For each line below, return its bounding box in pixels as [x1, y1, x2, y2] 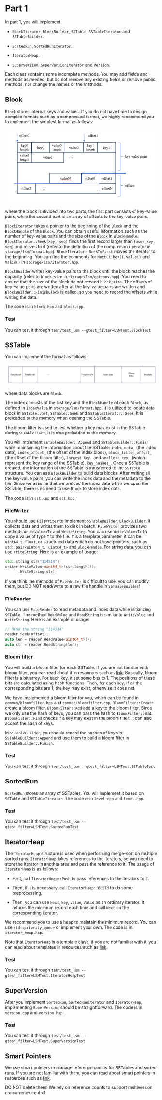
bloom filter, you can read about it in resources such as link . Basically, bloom [5, 669, 158, 675]
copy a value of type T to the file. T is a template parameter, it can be [5, 533, 142, 539]
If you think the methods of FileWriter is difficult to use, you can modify [5, 578, 149, 584]
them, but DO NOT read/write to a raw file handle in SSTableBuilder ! [5, 583, 140, 589]
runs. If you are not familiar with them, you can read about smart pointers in [5, 1070, 156, 1076]
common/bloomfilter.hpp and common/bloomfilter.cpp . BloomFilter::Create [5, 700, 154, 705]
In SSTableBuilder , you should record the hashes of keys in [5, 730, 122, 735]
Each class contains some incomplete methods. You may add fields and [5, 71, 148, 77]
